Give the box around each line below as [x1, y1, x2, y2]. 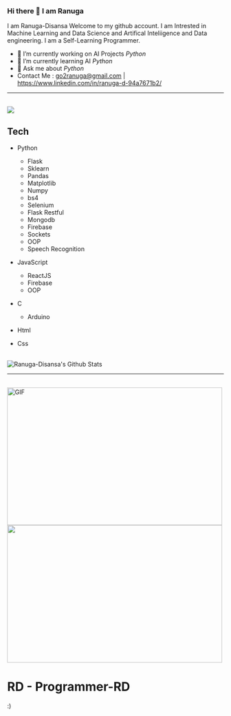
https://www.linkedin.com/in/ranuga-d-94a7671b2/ [16, 79, 162, 87]
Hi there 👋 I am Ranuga [7, 6, 85, 16]
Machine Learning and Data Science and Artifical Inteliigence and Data [7, 29, 208, 37]
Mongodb [27, 216, 56, 224]
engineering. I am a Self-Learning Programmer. [7, 36, 141, 45]
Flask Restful [27, 208, 64, 217]
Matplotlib [27, 179, 56, 188]
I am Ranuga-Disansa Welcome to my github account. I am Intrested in [7, 22, 206, 30]
